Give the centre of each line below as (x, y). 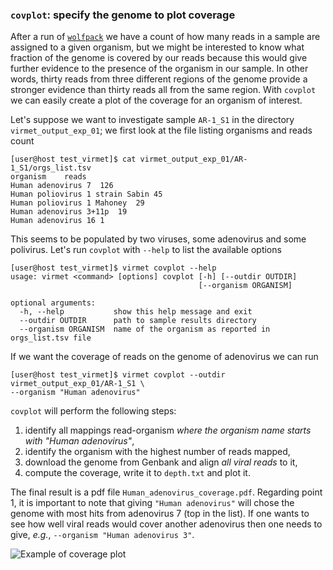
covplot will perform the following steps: (93, 411)
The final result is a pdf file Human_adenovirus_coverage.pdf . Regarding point (166, 492)
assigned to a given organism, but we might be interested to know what (157, 47)
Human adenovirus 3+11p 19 (69, 212)
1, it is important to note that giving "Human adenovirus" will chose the (152, 503)
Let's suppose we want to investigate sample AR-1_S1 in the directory (152, 120)
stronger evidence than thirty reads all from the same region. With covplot (163, 90)
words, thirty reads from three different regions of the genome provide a (159, 79)
